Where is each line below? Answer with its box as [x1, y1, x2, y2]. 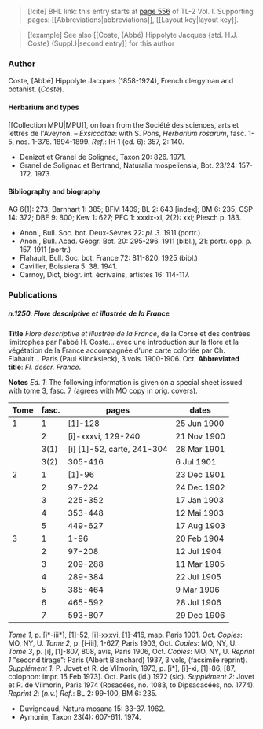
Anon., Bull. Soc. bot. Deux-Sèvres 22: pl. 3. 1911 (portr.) [19, 228, 201, 237]
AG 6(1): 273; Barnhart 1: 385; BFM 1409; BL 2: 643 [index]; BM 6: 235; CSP [8, 204, 254, 213]
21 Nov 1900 [175, 431, 226, 442]
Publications [8, 289, 57, 300]
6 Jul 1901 [175, 456, 217, 467]
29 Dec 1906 [175, 609, 225, 620]
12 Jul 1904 [175, 546, 222, 557]
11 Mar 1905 [175, 558, 225, 569]
